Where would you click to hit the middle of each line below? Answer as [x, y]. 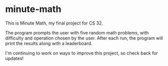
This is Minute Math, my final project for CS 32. [54, 23]
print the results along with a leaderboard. [49, 43]
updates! [14, 58]
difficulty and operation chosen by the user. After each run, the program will [84, 38]
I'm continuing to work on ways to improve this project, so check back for [81, 53]
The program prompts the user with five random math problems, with [77, 32]
